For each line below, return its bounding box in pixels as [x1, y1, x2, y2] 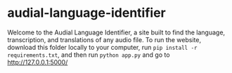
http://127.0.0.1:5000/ [7, 58, 68, 66]
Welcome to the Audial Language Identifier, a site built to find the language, [7, 28, 226, 36]
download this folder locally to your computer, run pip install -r [7, 43, 198, 51]
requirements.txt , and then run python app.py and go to [7, 51, 170, 59]
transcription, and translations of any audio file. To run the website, [7, 35, 202, 44]
